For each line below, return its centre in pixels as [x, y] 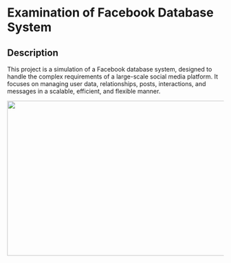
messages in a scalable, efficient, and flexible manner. [84, 91]
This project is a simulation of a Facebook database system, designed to [110, 69]
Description [33, 53]
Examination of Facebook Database [111, 13]
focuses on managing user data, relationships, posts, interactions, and [107, 84]
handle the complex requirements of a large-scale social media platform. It [113, 76]
